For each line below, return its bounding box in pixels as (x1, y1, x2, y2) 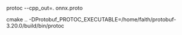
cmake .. (6, 16, 28, 23)
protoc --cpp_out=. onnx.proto (6, 5, 83, 11)
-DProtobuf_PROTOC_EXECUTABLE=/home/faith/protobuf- (29, 16, 177, 23)
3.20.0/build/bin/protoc (6, 23, 65, 29)
